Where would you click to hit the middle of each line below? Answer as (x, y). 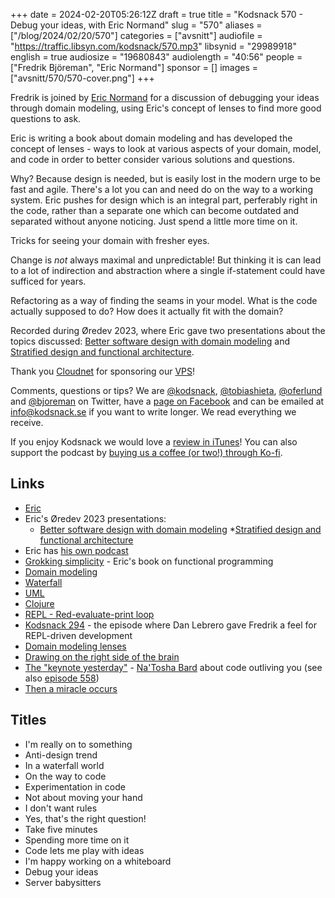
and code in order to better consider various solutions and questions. (152, 159)
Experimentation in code (75, 786)
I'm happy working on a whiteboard (98, 861)
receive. (27, 422)
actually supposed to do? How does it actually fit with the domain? (147, 311)
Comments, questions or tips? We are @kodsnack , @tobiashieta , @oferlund (166, 390)
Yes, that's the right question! (85, 818)
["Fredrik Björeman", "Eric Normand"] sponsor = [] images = (134, 67)
